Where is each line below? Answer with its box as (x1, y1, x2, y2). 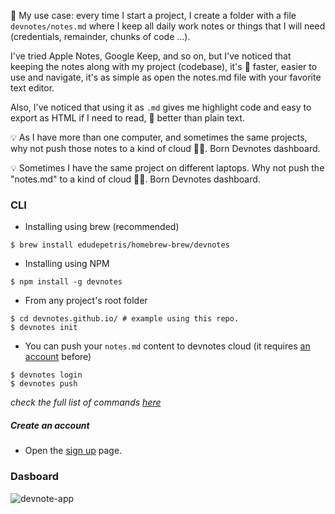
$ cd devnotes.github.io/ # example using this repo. (10, 314, 240, 324)
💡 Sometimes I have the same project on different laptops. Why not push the (10, 162, 325, 174)
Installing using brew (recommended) (24, 221, 180, 233)
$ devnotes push (10, 379, 78, 389)
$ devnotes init (10, 323, 78, 333)
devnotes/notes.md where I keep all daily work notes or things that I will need (10, 20, 326, 32)
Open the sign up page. (24, 445, 123, 457)
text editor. (10, 82, 55, 94)
